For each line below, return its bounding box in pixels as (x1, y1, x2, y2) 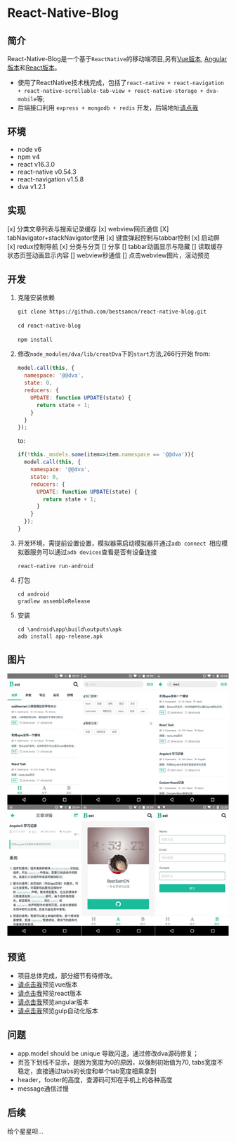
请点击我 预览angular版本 (17, 997, 89, 1006)
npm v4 (17, 153, 40, 161)
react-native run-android (17, 563, 93, 570)
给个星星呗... (7, 1127, 44, 1135)
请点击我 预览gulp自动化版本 (17, 1006, 98, 1015)
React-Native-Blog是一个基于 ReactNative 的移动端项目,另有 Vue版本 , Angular (7, 55, 228, 63)
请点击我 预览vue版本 (17, 980, 79, 989)
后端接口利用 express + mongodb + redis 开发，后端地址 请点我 (17, 103, 199, 112)
